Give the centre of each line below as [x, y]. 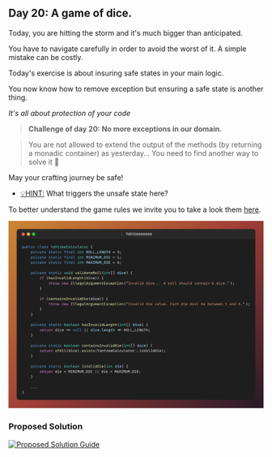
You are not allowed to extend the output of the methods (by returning [145, 144]
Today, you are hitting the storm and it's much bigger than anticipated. [125, 32]
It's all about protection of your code [70, 113]
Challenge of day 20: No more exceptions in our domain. [125, 128]
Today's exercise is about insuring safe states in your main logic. [116, 73]
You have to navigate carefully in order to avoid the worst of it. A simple [127, 49]
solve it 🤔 [43, 162]
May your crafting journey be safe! [66, 177]
